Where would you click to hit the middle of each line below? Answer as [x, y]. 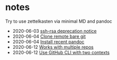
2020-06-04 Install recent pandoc [48, 41]
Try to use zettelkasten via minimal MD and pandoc [59, 21]
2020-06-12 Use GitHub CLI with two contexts [61, 52]
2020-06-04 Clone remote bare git [49, 36]
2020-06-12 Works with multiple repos [53, 47]
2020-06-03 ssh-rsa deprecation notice [55, 31]
